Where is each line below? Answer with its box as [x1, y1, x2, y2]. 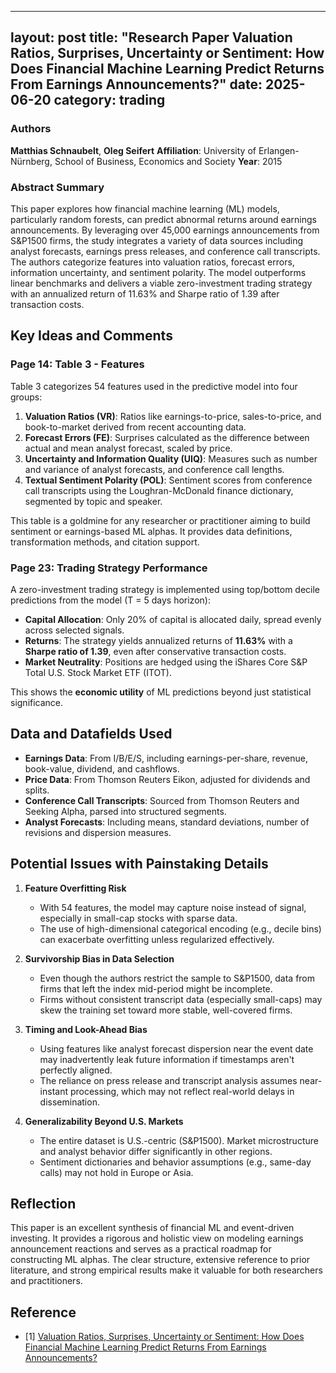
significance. [10, 696, 64, 708]
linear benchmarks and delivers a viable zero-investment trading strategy [10, 277, 313, 289]
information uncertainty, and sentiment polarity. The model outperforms [10, 266, 307, 278]
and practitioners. [10, 1275, 83, 1287]
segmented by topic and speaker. [24, 495, 163, 507]
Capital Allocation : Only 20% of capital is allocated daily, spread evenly [24, 613, 322, 625]
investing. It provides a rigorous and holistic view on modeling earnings [10, 1232, 304, 1245]
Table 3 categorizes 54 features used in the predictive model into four [10, 380, 298, 392]
